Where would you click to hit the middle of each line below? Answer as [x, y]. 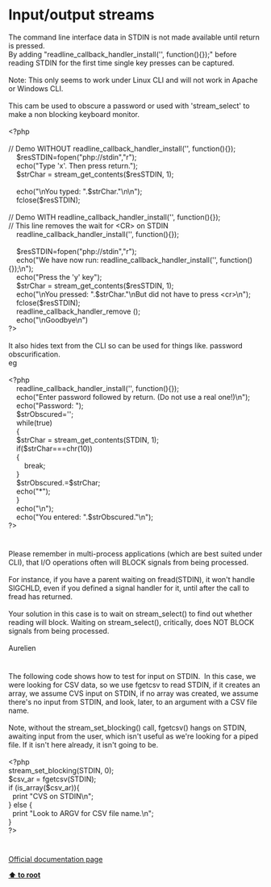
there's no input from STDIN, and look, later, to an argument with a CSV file [133, 702]
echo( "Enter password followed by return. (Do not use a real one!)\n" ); [133, 397]
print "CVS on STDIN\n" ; [53, 797]
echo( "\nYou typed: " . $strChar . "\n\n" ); [79, 191]
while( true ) [34, 423]
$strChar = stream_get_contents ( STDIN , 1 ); [88, 439]
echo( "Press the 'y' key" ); [59, 277]
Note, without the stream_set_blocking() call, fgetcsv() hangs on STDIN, [128, 728]
